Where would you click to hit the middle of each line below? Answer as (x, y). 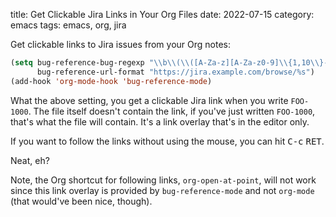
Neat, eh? (30, 160)
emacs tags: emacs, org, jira (68, 25)
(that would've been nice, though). (81, 201)
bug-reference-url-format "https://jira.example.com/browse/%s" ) (175, 72)
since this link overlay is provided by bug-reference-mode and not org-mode (162, 190)
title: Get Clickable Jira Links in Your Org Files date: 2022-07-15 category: (162, 14)
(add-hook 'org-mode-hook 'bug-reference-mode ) (111, 81)
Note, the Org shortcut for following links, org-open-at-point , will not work (163, 180)
